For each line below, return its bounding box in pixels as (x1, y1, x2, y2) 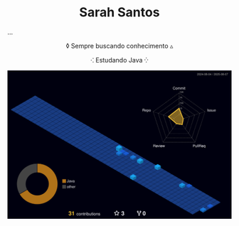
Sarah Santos (79, 4, 160, 21)
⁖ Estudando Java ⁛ (90, 55, 149, 64)
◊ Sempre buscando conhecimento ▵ (65, 41, 174, 50)
